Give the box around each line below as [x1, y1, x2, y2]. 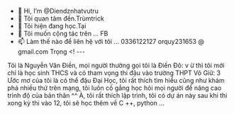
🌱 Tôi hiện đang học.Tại [17, 22, 87, 30]
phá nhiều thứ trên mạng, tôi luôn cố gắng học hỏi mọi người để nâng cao [7, 84, 222, 92]
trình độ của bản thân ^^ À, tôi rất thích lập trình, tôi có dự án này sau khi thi [7, 91, 228, 99]
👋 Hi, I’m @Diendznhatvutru [17, 7, 99, 15]
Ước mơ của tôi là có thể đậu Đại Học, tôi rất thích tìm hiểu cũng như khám [7, 76, 225, 84]
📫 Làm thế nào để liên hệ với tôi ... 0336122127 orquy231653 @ [17, 38, 204, 45]
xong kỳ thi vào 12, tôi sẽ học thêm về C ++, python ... [7, 99, 165, 107]
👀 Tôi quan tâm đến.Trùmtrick [17, 14, 104, 23]
